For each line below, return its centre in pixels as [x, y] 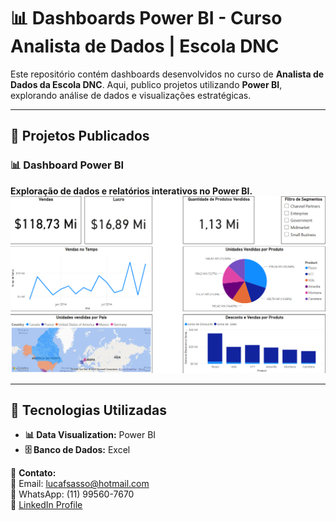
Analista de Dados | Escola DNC [145, 46]
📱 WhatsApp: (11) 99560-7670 [72, 494]
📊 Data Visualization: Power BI [90, 435]
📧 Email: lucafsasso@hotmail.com [80, 484]
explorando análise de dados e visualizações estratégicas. [131, 95]
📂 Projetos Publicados [80, 136]
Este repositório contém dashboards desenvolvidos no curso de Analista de [167, 74]
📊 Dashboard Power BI [67, 165]
